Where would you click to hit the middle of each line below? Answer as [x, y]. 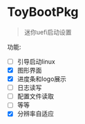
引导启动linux [36, 61]
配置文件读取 [35, 96]
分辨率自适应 [35, 114]
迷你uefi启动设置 [48, 32]
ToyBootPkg [43, 12]
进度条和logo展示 [42, 79]
